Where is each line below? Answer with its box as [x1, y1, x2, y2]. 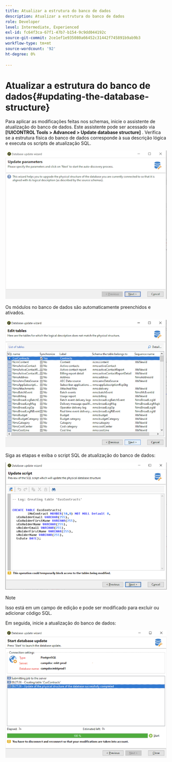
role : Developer [5, 19, 40, 24]
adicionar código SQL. [5, 610, 52, 616]
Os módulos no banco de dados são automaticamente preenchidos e [5, 304, 151, 310]
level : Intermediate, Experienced [5, 25, 79, 30]
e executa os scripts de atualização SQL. [5, 140, 92, 146]
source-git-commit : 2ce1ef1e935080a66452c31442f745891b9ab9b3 [5, 35, 141, 41]
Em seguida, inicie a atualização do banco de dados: [5, 620, 117, 626]
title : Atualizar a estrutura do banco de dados [5, 8, 111, 13]
